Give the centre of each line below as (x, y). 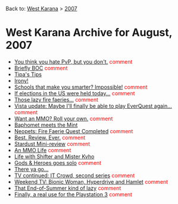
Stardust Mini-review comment (52, 144)
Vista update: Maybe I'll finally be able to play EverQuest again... (93, 106)
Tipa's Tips (28, 74)
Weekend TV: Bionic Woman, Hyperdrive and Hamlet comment (91, 181)
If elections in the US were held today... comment (74, 93)
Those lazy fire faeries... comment (56, 99)
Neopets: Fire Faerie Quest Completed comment (74, 131)
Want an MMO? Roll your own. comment (63, 118)
